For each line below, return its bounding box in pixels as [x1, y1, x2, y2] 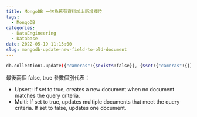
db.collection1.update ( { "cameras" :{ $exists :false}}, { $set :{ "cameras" [6, 63, 182, 68]
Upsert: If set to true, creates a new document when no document [14, 85, 175, 92]
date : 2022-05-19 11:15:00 [6, 42, 72, 47]
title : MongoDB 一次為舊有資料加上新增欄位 [6, 8, 103, 15]
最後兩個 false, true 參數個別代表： [6, 74, 90, 81]
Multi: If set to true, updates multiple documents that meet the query [14, 98, 180, 105]
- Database [11, 36, 38, 42]
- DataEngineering [11, 30, 57, 36]
